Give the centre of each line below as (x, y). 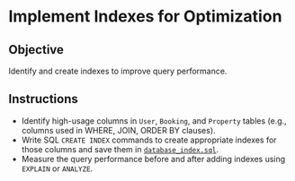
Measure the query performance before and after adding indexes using (153, 159)
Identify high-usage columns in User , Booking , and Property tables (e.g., (154, 121)
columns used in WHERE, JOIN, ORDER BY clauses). (119, 130)
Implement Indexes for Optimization (145, 17)
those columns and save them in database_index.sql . (120, 149)
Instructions (43, 99)
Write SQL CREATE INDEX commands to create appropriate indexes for (149, 140)
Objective (36, 50)
